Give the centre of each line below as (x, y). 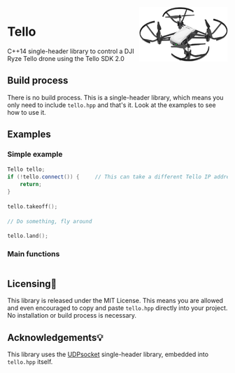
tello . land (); (28, 236)
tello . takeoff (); (33, 206)
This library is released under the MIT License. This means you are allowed (115, 301)
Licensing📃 (32, 284)
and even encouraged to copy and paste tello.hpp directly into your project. (117, 308)
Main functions (34, 254)
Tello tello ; (26, 170)
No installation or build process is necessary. (72, 316)
